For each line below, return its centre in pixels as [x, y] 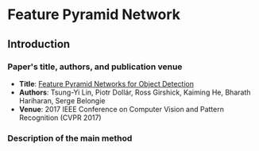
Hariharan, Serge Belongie [62, 100]
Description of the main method [70, 138]
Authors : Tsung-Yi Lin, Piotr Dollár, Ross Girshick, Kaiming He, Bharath [135, 92]
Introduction [39, 44]
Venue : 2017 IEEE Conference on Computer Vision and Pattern [121, 109]
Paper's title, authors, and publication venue [95, 67]
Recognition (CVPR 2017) [60, 118]
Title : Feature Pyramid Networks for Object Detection [106, 83]
